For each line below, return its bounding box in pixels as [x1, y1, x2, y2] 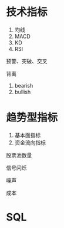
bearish [14, 82, 33, 89]
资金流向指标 [14, 139, 46, 146]
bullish [14, 88, 31, 95]
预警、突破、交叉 [6, 57, 48, 65]
